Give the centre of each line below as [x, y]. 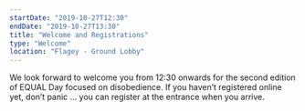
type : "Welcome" [40, 43]
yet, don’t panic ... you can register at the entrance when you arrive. [137, 97]
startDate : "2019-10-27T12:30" [69, 18]
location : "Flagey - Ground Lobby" [77, 52]
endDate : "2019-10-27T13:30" [65, 26]
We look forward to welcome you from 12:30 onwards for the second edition [153, 77]
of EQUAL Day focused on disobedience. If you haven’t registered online [146, 87]
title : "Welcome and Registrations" [79, 35]
